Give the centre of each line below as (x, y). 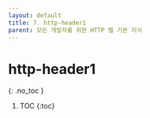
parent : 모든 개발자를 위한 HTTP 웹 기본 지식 (75, 30)
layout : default (35, 15)
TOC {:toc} (37, 106)
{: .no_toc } (26, 90)
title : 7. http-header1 (47, 23)
